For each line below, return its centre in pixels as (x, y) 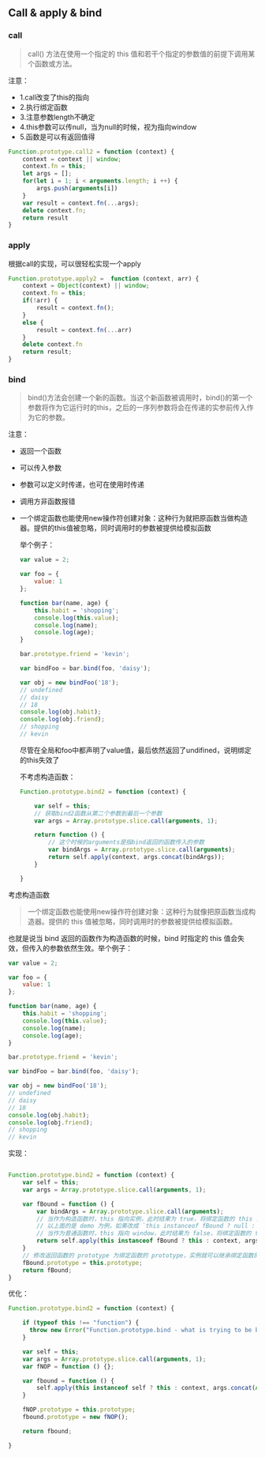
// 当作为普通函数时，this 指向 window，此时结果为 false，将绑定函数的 (144, 1233)
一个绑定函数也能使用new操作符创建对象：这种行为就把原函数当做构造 (134, 518)
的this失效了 (39, 760)
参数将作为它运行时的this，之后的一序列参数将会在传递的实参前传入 (137, 408)
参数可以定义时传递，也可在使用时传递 (82, 484)
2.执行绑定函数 (44, 107)
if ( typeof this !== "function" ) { (81, 1323)
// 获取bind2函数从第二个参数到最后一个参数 (98, 813)
